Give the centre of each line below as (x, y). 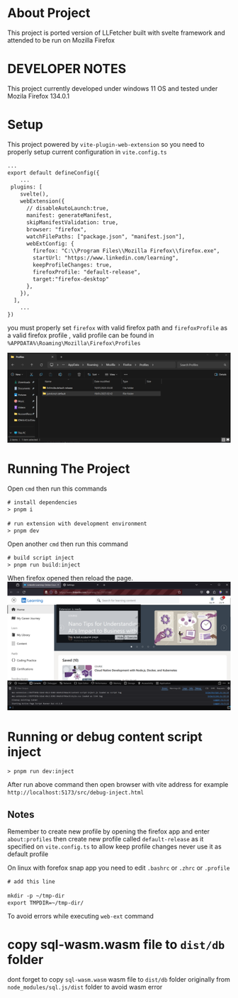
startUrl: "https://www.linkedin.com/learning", (106, 258)
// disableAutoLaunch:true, (68, 208)
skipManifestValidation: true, (72, 222)
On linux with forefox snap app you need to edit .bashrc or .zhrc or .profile (119, 868)
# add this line (31, 882)
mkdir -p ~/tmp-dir (36, 896)
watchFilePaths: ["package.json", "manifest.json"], (106, 236)
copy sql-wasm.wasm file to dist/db (116, 945)
